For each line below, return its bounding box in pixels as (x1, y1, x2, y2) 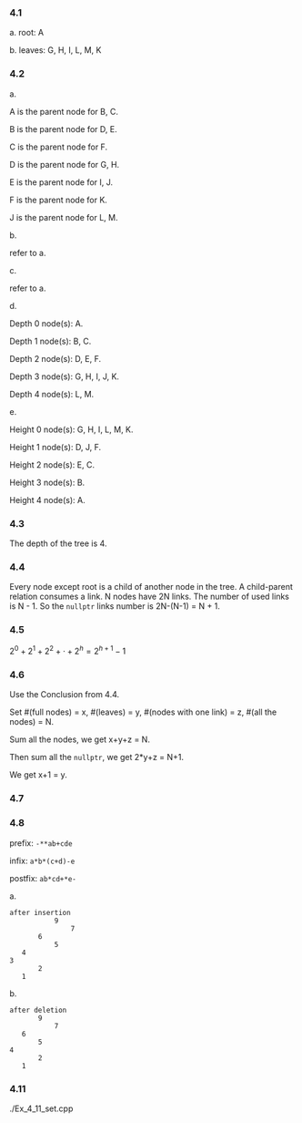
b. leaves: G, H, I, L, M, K (9, 45, 102, 56)
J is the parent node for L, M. (9, 211, 118, 222)
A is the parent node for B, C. (9, 106, 118, 117)
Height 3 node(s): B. (9, 477, 86, 488)
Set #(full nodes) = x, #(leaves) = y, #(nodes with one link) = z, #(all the (9, 706, 277, 717)
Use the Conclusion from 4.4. (9, 689, 120, 700)
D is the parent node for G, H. (9, 159, 120, 170)
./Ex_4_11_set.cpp (9, 1103, 74, 1114)
